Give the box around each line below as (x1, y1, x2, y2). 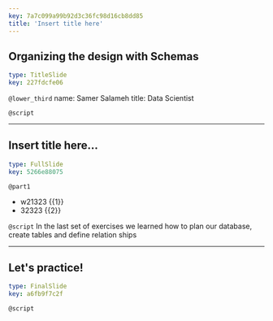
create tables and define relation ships (8, 229, 137, 240)
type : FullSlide (8, 160, 63, 168)
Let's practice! (8, 261, 84, 275)
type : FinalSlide (8, 282, 67, 291)
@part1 (8, 182, 31, 191)
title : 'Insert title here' (8, 20, 104, 28)
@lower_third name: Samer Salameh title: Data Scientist (8, 93, 194, 103)
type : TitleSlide (8, 71, 67, 80)
